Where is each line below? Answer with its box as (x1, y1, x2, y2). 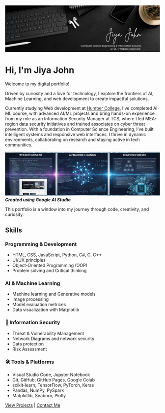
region (5, 121, 18, 127)
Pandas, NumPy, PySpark (12, 387, 64, 393)
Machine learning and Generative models (12, 291, 96, 297)
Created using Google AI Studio (5, 197, 71, 203)
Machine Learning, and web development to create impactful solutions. (5, 96, 149, 102)
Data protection (12, 341, 44, 346)
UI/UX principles (12, 257, 46, 263)
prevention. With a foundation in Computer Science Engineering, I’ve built (5, 126, 154, 132)
